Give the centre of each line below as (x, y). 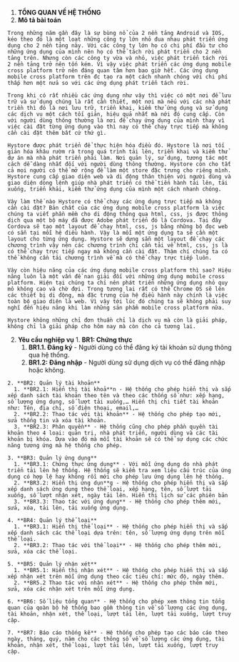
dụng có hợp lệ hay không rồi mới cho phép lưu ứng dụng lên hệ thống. (116, 477)
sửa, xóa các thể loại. (43, 551)
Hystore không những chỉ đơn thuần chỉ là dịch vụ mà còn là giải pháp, (118, 320)
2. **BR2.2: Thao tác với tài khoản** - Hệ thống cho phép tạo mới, (118, 414)
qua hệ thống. (49, 355)
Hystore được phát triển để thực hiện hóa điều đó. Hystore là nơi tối (116, 146)
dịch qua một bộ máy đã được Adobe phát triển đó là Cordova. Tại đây (115, 220)
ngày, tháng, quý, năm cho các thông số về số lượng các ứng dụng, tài (116, 639)
